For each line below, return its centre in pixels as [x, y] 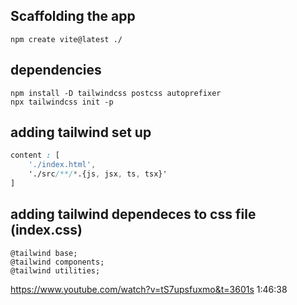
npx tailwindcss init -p [62, 102]
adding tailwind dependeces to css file [133, 214]
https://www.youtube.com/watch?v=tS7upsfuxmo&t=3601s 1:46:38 [149, 289]
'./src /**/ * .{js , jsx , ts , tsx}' [98, 174]
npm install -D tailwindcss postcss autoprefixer [116, 93]
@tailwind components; [57, 262]
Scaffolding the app [73, 16]
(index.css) [46, 230]
